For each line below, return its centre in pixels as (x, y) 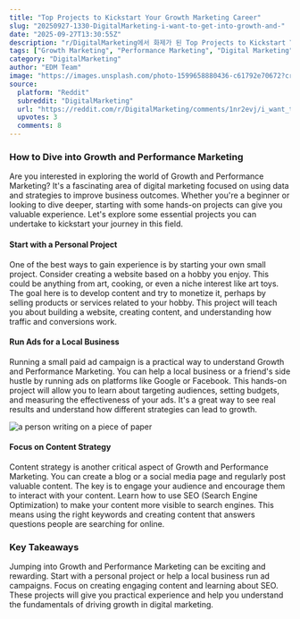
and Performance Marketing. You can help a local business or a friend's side (150, 371)
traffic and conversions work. (63, 321)
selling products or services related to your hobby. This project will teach (143, 302)
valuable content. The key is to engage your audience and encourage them (147, 486)
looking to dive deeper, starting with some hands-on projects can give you (146, 205)
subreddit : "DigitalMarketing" (75, 101)
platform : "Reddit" (54, 92)
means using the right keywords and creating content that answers (133, 514)
